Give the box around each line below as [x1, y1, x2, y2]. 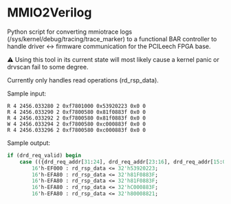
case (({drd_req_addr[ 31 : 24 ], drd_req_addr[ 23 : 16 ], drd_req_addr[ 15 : [19, 158, 223, 166]
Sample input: [7, 89, 47, 98]
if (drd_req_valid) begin [7, 152, 81, 159]
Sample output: [7, 139, 50, 147]
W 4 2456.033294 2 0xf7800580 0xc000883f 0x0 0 [7, 120, 146, 128]
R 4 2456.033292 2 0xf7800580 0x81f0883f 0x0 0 [7, 115, 146, 122]
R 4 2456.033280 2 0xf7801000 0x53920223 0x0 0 [7, 102, 146, 109]
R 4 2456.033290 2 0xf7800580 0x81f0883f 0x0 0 [7, 109, 146, 115]
